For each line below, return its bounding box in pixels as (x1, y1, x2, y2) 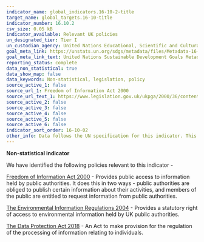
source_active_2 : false (6, 99, 67, 105)
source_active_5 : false (6, 116, 67, 122)
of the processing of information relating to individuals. (6, 229, 144, 236)
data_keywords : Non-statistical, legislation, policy (6, 76, 146, 82)
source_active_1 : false (6, 82, 67, 89)
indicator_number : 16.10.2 (6, 20, 75, 26)
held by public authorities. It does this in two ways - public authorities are (6, 180, 190, 187)
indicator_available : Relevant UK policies (6, 32, 118, 38)
